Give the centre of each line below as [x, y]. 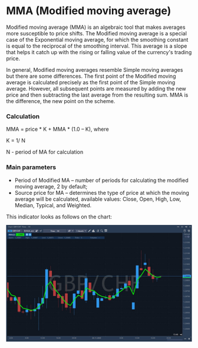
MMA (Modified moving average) [89, 11]
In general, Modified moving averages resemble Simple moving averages [95, 69]
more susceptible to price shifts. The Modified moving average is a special [97, 33]
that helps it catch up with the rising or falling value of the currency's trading [99, 52]
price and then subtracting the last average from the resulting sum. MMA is [97, 95]
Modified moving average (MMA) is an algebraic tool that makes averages [96, 27]
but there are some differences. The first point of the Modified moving [91, 76]
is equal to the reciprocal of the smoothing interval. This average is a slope [97, 46]
